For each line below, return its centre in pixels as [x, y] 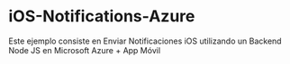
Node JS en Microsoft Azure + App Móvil [85, 50]
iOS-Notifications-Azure [102, 16]
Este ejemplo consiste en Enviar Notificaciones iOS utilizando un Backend [145, 41]
